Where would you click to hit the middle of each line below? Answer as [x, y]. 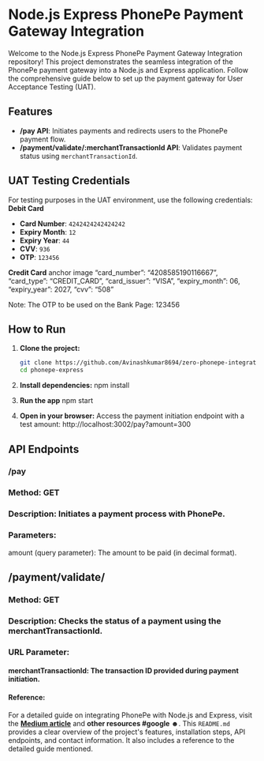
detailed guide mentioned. [50, 748]
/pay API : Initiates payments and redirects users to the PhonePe [124, 130]
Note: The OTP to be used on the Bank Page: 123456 [94, 304]
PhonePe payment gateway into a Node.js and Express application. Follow [128, 70]
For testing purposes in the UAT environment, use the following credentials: [131, 200]
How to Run [37, 329]
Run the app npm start [56, 401]
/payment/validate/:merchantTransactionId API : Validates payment [131, 147]
